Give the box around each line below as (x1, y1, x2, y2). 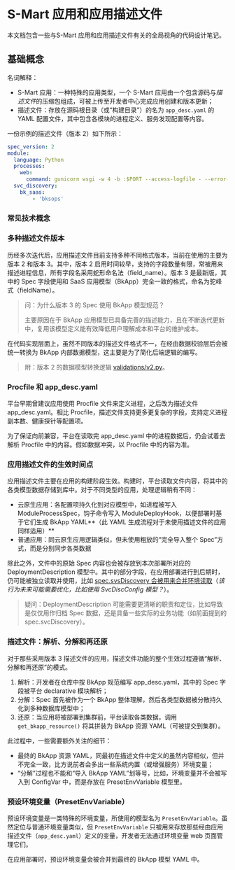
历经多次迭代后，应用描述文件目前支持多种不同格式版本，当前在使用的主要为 (7, 251, 228, 259)
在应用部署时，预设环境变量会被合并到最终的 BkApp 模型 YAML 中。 (7, 855, 204, 864)
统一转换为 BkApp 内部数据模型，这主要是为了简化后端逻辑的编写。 (7, 348, 201, 356)
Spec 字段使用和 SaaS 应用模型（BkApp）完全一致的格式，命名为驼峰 (20, 277, 222, 286)
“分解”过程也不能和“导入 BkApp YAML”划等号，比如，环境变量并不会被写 (17, 769, 227, 777)
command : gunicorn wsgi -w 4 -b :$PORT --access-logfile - (25, 176, 201, 183)
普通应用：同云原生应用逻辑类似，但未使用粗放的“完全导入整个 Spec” (17, 535, 218, 544)
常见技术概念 (7, 213, 51, 223)
